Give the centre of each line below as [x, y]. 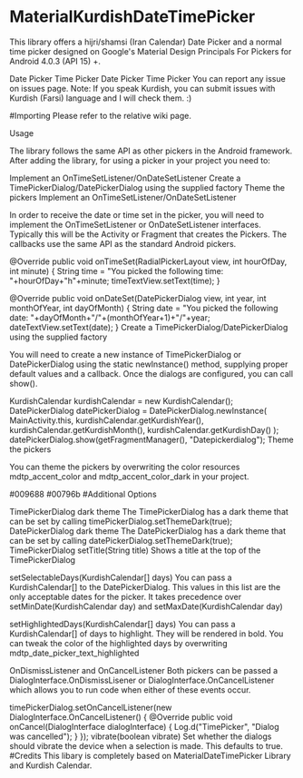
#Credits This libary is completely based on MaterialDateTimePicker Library [151, 755]
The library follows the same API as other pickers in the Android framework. [151, 151]
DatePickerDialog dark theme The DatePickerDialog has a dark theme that [148, 531]
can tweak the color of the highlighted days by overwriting [118, 643]
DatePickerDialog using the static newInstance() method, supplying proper [149, 364]
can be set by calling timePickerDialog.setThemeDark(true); [121, 521]
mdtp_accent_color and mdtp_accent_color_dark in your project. [129, 476]
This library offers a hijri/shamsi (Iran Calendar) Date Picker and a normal [146, 42]
